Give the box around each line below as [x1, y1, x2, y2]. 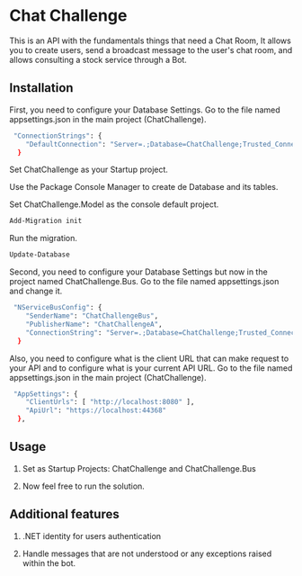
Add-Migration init [9, 217, 83, 226]
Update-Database [9, 250, 70, 259]
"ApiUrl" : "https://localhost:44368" [25, 406, 167, 415]
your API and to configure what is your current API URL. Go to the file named [9, 362, 293, 373]
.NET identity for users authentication [22, 530, 162, 541]
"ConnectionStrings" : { [13, 131, 102, 140]
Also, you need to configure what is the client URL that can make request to [9, 353, 289, 364]
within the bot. [22, 557, 76, 568]
